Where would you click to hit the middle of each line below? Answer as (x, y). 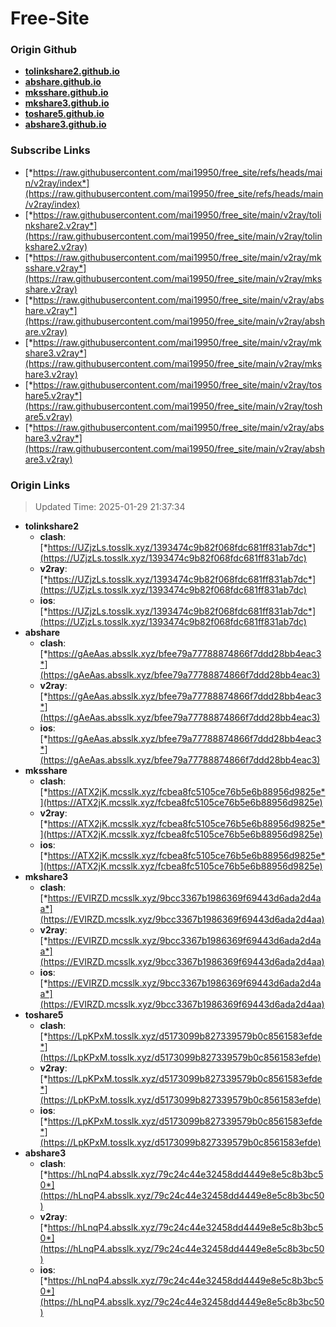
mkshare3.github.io (67, 103)
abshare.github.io (63, 82)
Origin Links (40, 485)
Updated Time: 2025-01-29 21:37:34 (110, 507)
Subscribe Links (50, 150)
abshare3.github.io (65, 124)
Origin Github (44, 50)
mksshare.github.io (66, 93)
